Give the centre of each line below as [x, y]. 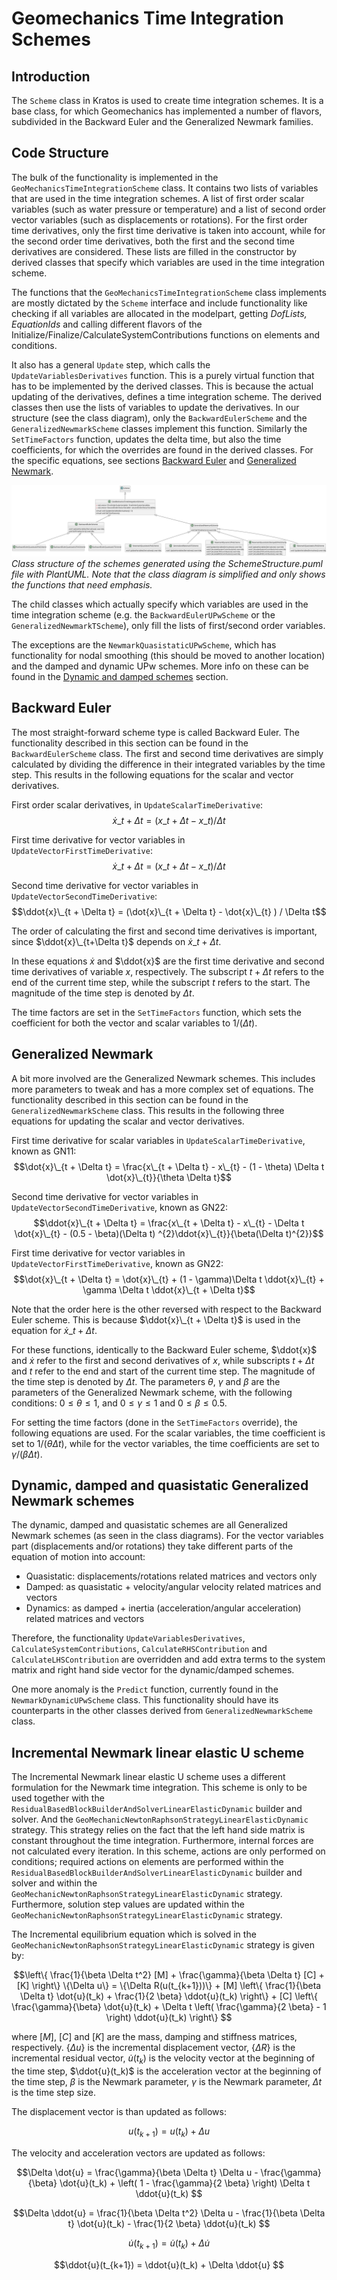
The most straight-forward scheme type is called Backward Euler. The [155, 732]
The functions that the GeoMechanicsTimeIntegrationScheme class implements [169, 292]
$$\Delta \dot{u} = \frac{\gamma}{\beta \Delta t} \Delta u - [137, 2172]
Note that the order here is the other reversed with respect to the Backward [166, 1309]
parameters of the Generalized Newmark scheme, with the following [152, 1392]
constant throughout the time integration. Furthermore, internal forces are [162, 1841]
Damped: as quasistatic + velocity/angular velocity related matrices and [173, 1587]
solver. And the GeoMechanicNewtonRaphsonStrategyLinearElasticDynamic [160, 1819]
